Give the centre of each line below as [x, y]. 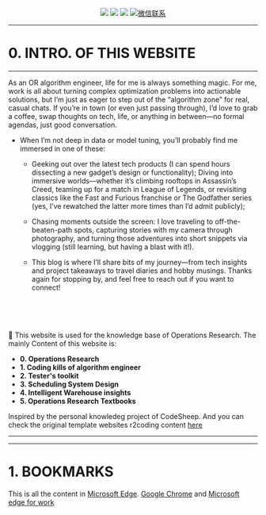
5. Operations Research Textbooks [78, 401]
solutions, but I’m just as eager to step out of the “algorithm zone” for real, [129, 99]
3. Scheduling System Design [69, 384]
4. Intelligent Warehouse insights [75, 392]
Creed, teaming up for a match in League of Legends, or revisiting [139, 189]
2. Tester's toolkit [49, 375]
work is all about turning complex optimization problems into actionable [125, 90]
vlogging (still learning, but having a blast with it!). [113, 247]
